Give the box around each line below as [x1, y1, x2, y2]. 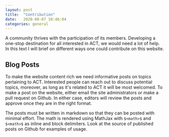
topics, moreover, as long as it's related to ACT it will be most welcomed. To [5, 84, 163, 90]
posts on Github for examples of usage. [5, 126, 87, 132]
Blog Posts [5, 60, 40, 69]
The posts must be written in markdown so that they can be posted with [5, 110, 155, 116]
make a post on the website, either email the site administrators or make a [5, 90, 159, 96]
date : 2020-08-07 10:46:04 [5, 17, 67, 22]
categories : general [5, 21, 49, 27]
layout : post [5, 7, 33, 13]
